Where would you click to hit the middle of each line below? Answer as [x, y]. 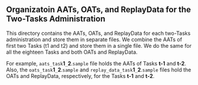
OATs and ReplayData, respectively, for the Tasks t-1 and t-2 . [80, 76]
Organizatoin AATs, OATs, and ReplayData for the [98, 10]
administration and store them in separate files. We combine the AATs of [94, 39]
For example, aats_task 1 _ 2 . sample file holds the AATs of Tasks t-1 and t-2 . [96, 63]
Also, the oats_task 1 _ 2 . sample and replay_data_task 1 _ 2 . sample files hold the [99, 70]
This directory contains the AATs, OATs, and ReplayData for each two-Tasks [98, 33]
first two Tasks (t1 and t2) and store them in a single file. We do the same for [99, 45]
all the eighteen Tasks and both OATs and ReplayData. [72, 52]
